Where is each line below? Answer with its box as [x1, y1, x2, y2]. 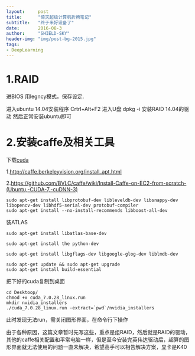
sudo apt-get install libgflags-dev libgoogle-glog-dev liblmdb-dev [6, 251, 178, 257]
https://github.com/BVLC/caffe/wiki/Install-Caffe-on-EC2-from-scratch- [11, 179, 187, 187]
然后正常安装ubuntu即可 [12, 113, 72, 120]
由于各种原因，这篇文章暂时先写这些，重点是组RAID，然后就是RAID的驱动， [6, 328, 191, 335]
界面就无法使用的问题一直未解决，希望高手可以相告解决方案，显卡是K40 [11, 343, 187, 350]
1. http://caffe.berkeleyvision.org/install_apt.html [6, 168, 122, 175]
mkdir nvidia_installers [6, 299, 67, 306]
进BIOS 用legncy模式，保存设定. [6, 93, 84, 100]
